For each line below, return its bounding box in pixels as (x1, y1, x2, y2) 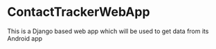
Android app (7, 34, 43, 42)
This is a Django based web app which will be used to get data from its (7, 27, 209, 35)
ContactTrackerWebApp (7, 4, 150, 20)
